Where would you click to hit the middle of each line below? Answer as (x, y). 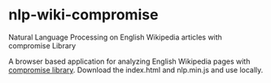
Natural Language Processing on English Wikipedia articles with (115, 37)
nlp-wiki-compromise (83, 15)
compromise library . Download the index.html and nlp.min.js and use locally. (136, 69)
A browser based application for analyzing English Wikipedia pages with (129, 61)
